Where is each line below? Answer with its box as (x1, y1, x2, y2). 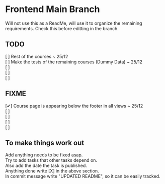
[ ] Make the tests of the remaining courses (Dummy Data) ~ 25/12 (5, 59, 142, 65)
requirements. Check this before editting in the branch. (5, 25, 119, 31)
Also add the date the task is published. (5, 162, 87, 169)
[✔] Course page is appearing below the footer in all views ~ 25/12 (5, 103, 143, 109)
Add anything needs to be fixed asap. (5, 152, 83, 158)
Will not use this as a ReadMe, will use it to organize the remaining (5, 20, 142, 26)
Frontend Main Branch (5, 4, 100, 15)
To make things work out (5, 138, 85, 147)
